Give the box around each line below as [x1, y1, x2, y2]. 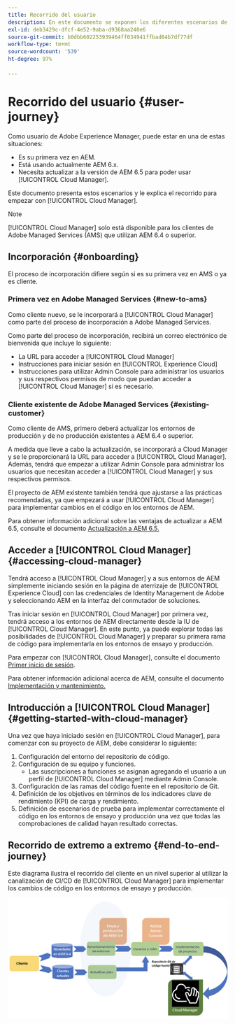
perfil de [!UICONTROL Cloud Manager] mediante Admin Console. [28, 774, 219, 783]
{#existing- [169, 399, 210, 409]
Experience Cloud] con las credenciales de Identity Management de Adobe [8, 588, 225, 597]
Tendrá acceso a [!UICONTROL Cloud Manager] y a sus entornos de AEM [8, 574, 220, 582]
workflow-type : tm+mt [8, 41, 71, 48]
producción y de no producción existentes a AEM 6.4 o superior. [8, 432, 194, 440]
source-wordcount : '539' [8, 48, 80, 55]
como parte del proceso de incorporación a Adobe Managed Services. [8, 318, 212, 326]
